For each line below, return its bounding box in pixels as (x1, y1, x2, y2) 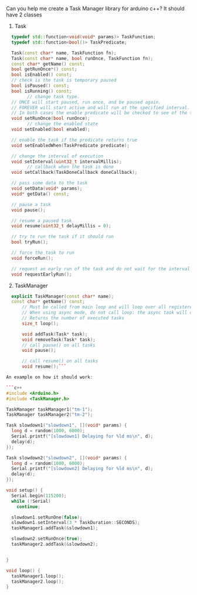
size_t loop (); (21, 320, 59, 327)
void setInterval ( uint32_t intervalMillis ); (11, 159, 122, 164)
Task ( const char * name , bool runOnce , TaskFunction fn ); (11, 55, 154, 61)
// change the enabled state (27, 121, 98, 127)
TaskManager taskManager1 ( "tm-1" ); (6, 406, 93, 412)
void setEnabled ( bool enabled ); (11, 126, 91, 132)
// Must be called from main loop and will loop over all (21, 304, 167, 310)
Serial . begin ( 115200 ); (11, 493, 67, 499)
